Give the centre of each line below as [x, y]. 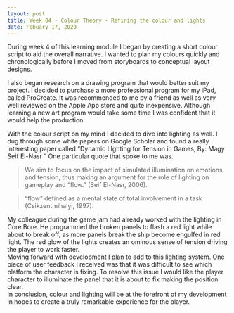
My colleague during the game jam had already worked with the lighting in [115, 219]
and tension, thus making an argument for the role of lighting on [117, 177]
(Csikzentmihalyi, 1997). [59, 206]
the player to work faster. [44, 250]
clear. [15, 287]
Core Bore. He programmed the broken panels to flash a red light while [110, 227]
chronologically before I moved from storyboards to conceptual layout [109, 62]
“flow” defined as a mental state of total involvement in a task [113, 198]
